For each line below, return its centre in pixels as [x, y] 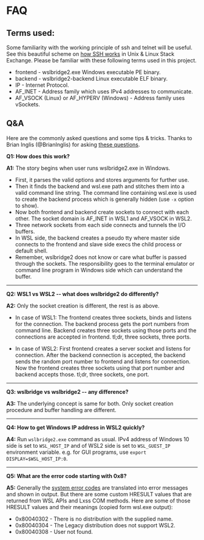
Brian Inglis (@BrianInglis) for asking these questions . [73, 144]
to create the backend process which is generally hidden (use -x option [104, 199]
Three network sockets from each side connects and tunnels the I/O [100, 224]
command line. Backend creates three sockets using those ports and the [106, 330]
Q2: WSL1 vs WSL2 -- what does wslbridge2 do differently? [83, 294]
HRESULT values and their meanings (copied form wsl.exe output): [90, 507]
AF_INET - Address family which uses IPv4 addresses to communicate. [104, 91]
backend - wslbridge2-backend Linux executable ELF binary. [91, 79]
